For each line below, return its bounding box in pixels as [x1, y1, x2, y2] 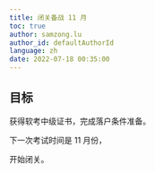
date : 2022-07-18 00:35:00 [9, 55, 110, 64]
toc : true [9, 22, 47, 30]
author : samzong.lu [9, 30, 82, 39]
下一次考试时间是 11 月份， [9, 134, 108, 145]
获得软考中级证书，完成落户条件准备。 [9, 116, 151, 126]
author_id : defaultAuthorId [9, 38, 115, 48]
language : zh [9, 47, 58, 56]
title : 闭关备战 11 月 [9, 13, 88, 22]
